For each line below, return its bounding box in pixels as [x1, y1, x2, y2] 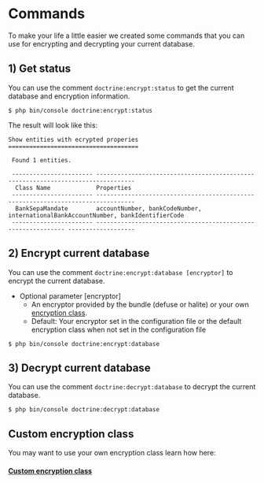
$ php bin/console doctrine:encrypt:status [8, 106, 153, 114]
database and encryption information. [8, 91, 130, 101]
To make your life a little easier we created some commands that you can [8, 31, 245, 40]
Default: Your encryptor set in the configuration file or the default [31, 316, 242, 325]
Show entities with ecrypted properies [8, 136, 139, 143]
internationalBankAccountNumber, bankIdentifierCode [8, 211, 185, 219]
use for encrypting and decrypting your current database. [8, 39, 195, 48]
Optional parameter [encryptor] [19, 291, 122, 300]
